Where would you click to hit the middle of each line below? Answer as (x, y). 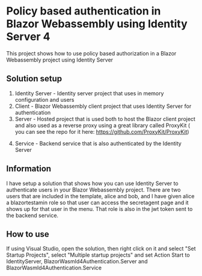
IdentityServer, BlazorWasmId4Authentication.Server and (77, 262)
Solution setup (34, 79)
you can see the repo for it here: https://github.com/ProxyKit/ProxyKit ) (102, 131)
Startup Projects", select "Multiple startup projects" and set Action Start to (98, 255)
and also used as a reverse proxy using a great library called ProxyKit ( (103, 125)
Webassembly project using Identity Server (60, 60)
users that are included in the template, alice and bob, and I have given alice (100, 196)
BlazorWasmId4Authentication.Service (54, 268)
